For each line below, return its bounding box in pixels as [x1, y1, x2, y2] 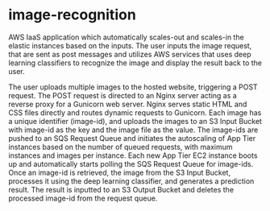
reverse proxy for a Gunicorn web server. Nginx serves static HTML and [8, 99, 247, 109]
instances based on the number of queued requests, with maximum [8, 142, 233, 151]
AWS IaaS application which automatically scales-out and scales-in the [8, 32, 244, 42]
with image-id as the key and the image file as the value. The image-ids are [8, 125, 259, 134]
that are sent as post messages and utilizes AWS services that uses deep [8, 49, 251, 59]
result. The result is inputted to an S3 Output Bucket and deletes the [8, 184, 235, 194]
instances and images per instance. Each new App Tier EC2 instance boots [8, 151, 258, 160]
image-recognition [8, 6, 137, 24]
